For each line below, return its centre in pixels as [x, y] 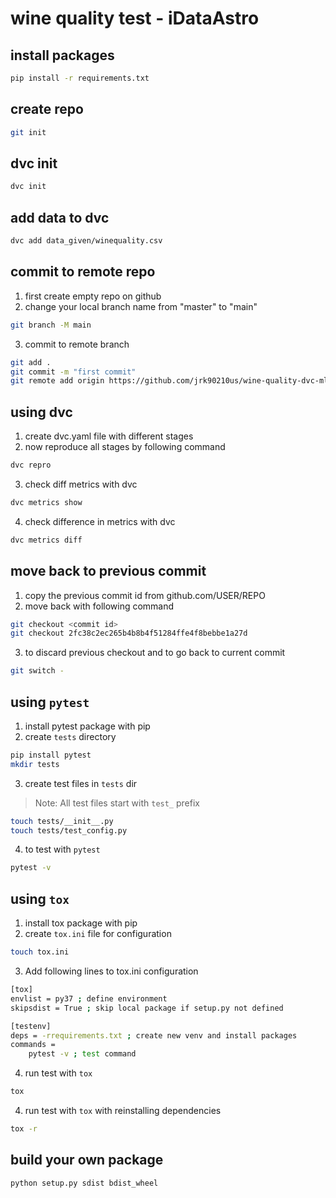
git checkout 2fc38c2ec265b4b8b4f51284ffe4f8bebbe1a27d [129, 633]
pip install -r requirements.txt [80, 78]
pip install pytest [51, 755]
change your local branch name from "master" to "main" [141, 306]
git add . [31, 362]
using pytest [50, 702]
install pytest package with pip [87, 726]
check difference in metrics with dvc [100, 521]
